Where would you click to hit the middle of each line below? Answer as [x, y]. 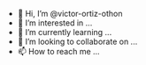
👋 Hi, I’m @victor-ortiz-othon [70, 14]
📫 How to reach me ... [58, 51]
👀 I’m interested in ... [55, 23]
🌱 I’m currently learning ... [65, 32]
